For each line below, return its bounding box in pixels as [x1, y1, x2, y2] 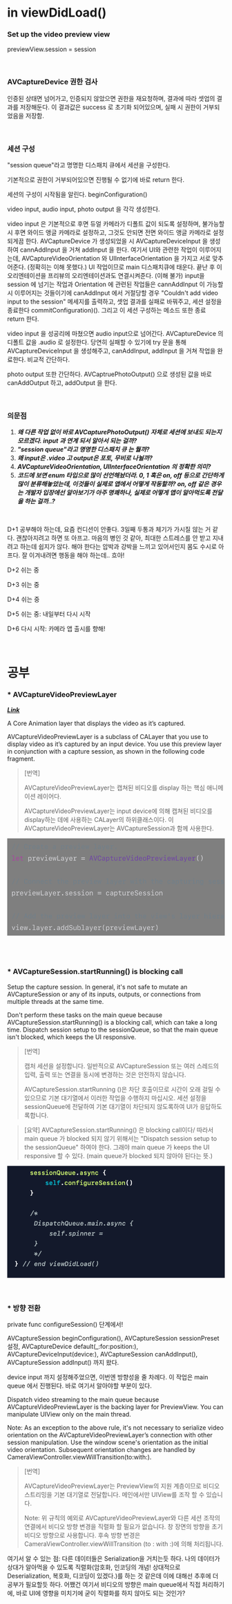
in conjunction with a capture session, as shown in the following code [7, 747, 205, 755]
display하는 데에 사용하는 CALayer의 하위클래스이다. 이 [23, 815, 174, 823]
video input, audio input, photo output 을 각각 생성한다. [7, 205, 160, 214]
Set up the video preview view [7, 30, 110, 39]
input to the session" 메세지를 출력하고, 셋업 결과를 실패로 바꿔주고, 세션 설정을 [7, 297, 222, 306]
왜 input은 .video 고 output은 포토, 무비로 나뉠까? [17, 454, 153, 463]
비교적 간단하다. [27, 355, 70, 364]
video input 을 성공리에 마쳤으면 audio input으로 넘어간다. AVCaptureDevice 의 [7, 330, 224, 338]
